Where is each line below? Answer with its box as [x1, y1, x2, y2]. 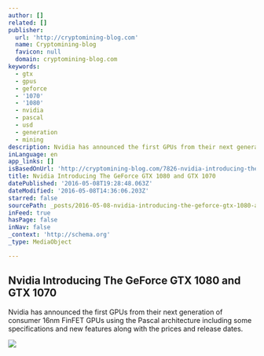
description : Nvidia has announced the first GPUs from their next [8, 143, 234, 151]
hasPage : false [8, 216, 58, 224]
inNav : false [8, 223, 51, 232]
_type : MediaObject [8, 238, 72, 246]
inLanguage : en [8, 150, 58, 158]
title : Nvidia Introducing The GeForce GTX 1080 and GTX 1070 [8, 172, 216, 181]
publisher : [8, 26, 44, 34]
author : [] [8, 11, 44, 20]
